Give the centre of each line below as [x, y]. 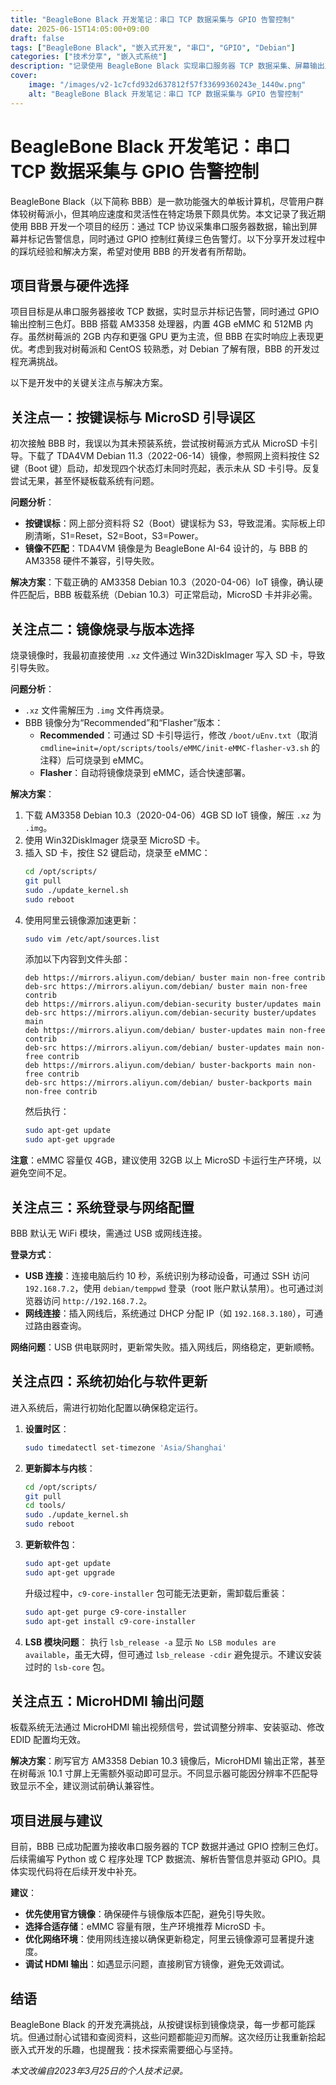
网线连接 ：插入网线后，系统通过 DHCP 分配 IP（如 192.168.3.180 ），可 [169, 1313]
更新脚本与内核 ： [60, 1468]
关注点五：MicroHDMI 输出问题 [107, 1701]
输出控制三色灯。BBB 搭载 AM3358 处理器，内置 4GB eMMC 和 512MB [156, 324]
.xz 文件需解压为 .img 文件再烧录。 [97, 710]
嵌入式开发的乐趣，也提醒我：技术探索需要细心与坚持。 [124, 2049]
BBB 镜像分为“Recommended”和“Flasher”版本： [124, 722]
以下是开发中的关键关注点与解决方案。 [89, 383]
